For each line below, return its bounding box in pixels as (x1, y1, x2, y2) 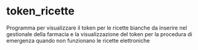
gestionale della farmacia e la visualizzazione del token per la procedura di (6, 30, 193, 37)
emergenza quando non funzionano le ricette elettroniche (6, 37, 150, 44)
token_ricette (6, 4, 75, 18)
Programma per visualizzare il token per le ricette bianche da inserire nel (6, 24, 188, 31)
